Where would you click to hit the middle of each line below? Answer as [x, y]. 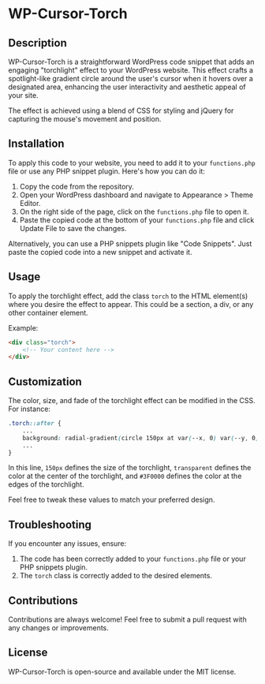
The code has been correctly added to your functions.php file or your [132, 559]
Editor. [30, 203]
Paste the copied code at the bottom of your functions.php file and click [137, 220]
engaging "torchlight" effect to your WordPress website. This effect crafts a [131, 70]
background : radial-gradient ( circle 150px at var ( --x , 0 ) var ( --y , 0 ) [141, 438]
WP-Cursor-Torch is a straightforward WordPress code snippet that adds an [131, 62]
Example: [23, 327]
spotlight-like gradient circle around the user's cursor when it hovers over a [131, 78]
